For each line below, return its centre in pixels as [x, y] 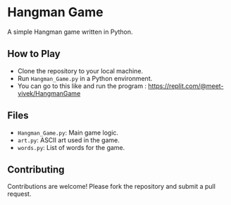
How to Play [34, 54]
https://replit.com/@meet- [186, 86]
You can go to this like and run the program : [82, 86]
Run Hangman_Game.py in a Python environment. [85, 78]
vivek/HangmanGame [49, 93]
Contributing [36, 169]
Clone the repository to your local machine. [80, 70]
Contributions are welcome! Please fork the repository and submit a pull [112, 187]
